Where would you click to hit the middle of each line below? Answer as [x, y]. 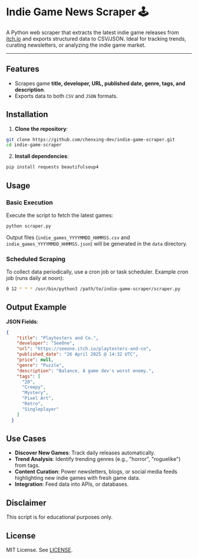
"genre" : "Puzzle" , [41, 365]
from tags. [27, 466]
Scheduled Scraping [36, 259]
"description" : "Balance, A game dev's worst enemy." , [85, 370]
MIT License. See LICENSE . [39, 550]
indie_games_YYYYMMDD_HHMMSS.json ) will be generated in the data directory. [97, 243]
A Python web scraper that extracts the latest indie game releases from [93, 32]
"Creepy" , [34, 387]
